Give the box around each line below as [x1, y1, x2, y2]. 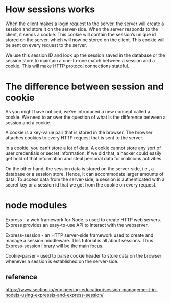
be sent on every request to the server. [5, 42, 87, 48]
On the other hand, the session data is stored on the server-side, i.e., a [5, 165, 154, 172]
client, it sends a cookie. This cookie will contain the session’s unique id [5, 31, 156, 37]
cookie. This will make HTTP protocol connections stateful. [5, 63, 129, 69]
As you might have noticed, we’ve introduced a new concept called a [5, 108, 151, 114]
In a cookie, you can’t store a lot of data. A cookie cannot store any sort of [5, 145, 161, 151]
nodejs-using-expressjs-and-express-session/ [5, 292, 104, 298]
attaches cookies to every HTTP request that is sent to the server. [5, 134, 144, 141]
